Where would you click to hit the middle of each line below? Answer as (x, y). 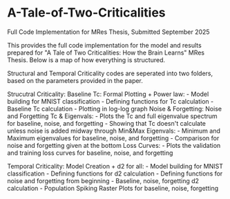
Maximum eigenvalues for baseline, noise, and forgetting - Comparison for (113, 138)
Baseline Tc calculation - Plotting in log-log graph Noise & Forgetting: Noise (115, 108)
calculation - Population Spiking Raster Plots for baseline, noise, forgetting (113, 188)
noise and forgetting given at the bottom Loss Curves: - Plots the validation (114, 145)
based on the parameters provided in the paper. (75, 80)
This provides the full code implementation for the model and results (104, 45)
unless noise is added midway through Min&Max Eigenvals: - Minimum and (114, 131)
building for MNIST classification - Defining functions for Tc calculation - (111, 101)
